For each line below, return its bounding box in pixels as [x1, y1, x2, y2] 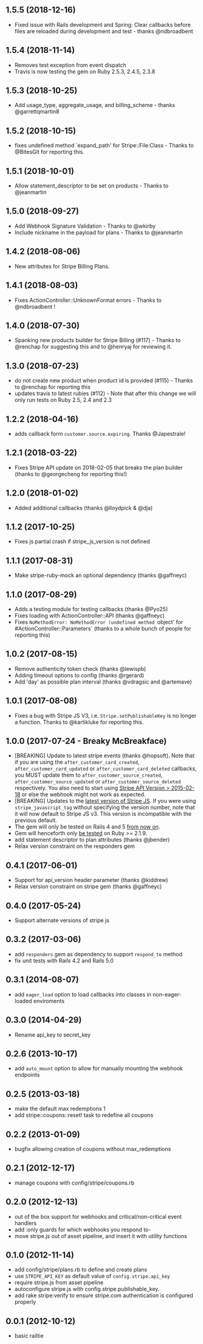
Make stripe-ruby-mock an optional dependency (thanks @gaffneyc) [14, 572, 187, 579]
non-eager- [152, 990, 182, 998]
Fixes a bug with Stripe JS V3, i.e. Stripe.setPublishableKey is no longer [14, 712, 197, 719]
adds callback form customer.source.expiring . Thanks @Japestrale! [14, 430, 186, 437]
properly [14, 1298, 36, 1306]
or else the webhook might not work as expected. [21, 791, 146, 798]
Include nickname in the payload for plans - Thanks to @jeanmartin [14, 228, 183, 236]
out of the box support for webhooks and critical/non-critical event [14, 1213, 182, 1220]
